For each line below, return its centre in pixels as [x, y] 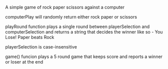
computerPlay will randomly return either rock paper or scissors [71, 17]
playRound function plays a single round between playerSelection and [77, 26]
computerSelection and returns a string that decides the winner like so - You [84, 32]
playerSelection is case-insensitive [41, 47]
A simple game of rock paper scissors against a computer [65, 7]
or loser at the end [24, 62]
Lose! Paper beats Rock [30, 37]
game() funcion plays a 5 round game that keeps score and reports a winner [84, 56]
